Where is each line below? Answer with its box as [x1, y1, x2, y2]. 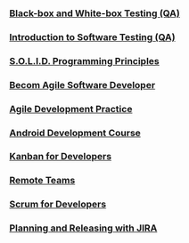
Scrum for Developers [9, 198, 107, 211]
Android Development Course [9, 126, 141, 139]
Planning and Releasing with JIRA [9, 222, 158, 234]
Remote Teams [9, 174, 76, 187]
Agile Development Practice [9, 102, 133, 115]
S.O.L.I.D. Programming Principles [9, 54, 160, 67]
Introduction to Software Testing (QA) [9, 30, 176, 43]
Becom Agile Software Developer [9, 78, 156, 91]
